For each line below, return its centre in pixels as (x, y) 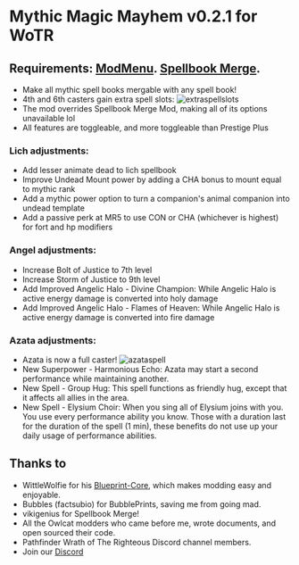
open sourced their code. (69, 532)
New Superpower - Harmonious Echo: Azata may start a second (140, 369)
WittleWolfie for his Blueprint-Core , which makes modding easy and (147, 485)
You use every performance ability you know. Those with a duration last (154, 416)
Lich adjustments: (49, 151)
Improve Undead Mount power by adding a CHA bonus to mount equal (152, 179)
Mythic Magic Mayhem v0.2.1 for (133, 17)
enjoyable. (41, 494)
